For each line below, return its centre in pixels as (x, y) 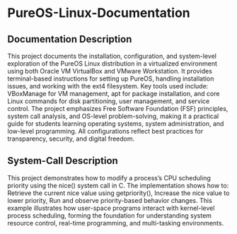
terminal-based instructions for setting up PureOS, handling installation (111, 78)
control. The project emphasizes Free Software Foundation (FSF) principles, (118, 109)
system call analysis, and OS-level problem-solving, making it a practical (113, 116)
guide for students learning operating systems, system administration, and (116, 124)
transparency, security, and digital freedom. (71, 139)
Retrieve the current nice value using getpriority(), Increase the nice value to (118, 193)
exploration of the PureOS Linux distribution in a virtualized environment (112, 64)
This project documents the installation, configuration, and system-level (112, 56)
